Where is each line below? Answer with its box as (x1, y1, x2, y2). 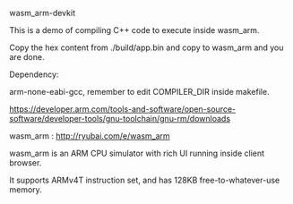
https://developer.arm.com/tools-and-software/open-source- (9, 104, 237, 115)
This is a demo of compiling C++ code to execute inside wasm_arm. (9, 25, 260, 35)
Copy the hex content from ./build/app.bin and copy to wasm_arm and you (9, 42, 284, 53)
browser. (9, 157, 42, 168)
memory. (9, 184, 42, 195)
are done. (9, 52, 45, 62)
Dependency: (9, 69, 59, 80)
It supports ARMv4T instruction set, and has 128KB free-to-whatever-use (9, 174, 280, 185)
